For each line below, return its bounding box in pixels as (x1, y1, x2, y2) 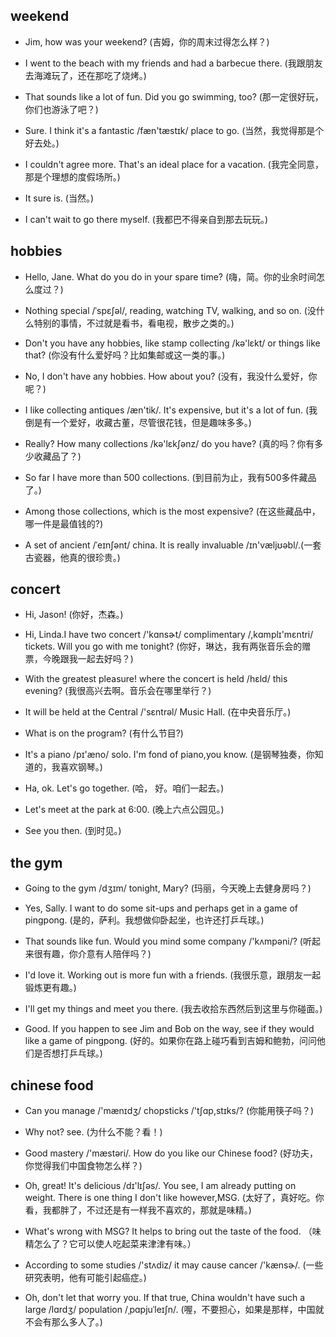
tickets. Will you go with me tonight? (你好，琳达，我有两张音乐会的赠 (24, 640, 312, 653)
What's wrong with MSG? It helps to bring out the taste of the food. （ (24, 1225, 313, 1238)
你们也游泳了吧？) (24, 103, 99, 115)
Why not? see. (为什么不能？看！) (24, 1126, 163, 1138)
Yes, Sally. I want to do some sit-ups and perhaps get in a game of (24, 902, 298, 914)
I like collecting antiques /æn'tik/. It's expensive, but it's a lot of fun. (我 (24, 404, 318, 416)
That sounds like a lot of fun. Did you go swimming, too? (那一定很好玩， (24, 90, 324, 103)
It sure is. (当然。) (24, 192, 95, 204)
